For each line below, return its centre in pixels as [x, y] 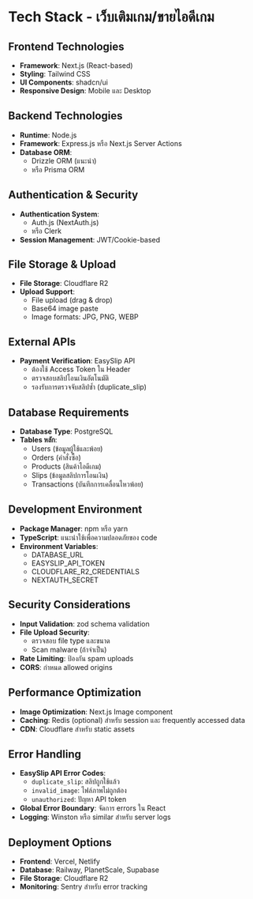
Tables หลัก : [38, 440]
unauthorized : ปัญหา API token [79, 799]
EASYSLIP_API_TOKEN [68, 563]
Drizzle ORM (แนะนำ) [64, 160]
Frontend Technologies [66, 46]
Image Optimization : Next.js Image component [96, 712]
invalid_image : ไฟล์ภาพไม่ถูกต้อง [79, 791]
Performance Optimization [75, 692]
